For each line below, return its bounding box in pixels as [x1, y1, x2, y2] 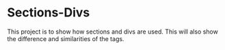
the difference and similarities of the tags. [7, 34, 124, 42]
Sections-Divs [7, 5, 90, 21]
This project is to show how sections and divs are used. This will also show [7, 27, 219, 36]
